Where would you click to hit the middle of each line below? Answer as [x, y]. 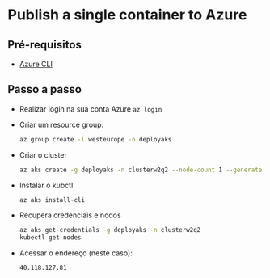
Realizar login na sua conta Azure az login [91, 109]
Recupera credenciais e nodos [70, 215]
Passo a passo [45, 89]
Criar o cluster [43, 154]
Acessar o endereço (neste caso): [76, 253]
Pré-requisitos [45, 45]
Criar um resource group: [61, 124]
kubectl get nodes [50, 238]
